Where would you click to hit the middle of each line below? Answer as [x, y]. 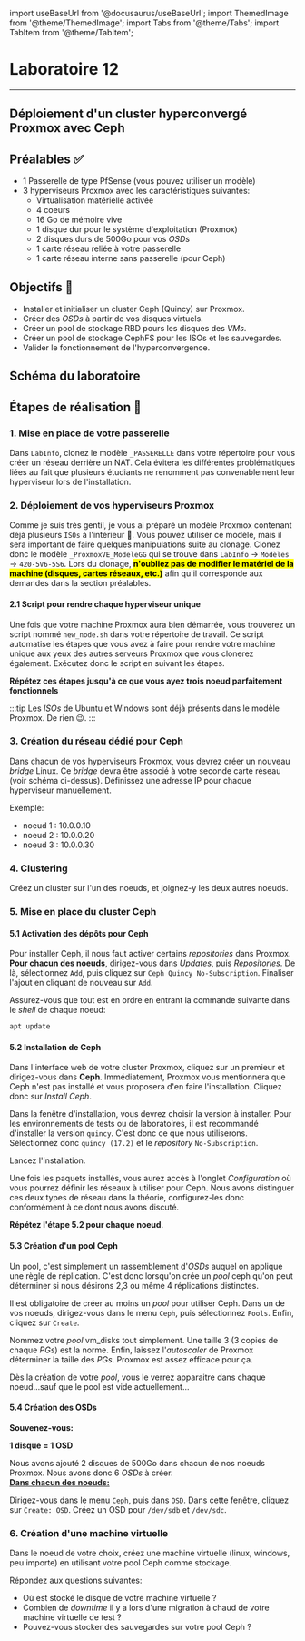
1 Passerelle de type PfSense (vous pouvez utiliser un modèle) [139, 181]
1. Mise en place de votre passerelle [89, 433]
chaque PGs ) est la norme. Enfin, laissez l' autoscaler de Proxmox [132, 1350]
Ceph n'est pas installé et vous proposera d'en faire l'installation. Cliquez [146, 1087]
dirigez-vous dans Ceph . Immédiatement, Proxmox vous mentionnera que [148, 1077]
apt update [30, 1027]
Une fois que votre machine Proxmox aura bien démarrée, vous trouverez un [152, 624]
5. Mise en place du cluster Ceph [83, 912]
